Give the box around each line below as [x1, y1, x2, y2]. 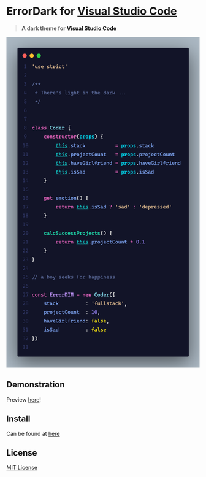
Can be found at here [6, 430, 60, 437]
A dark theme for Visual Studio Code [21, 25, 117, 32]
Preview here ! [6, 395, 42, 403]
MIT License [6, 464, 38, 471]
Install [6, 414, 31, 424]
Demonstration [6, 380, 66, 390]
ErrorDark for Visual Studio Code [6, 4, 177, 18]
